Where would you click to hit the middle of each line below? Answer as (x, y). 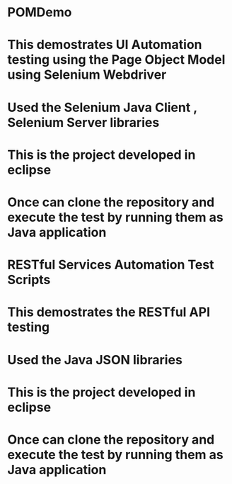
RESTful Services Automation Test (111, 265)
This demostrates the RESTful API (109, 312)
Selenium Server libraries (83, 122)
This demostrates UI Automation (105, 45)
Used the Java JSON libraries (95, 360)
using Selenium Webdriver (87, 75)
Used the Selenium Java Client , (103, 107)
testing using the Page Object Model (116, 60)
